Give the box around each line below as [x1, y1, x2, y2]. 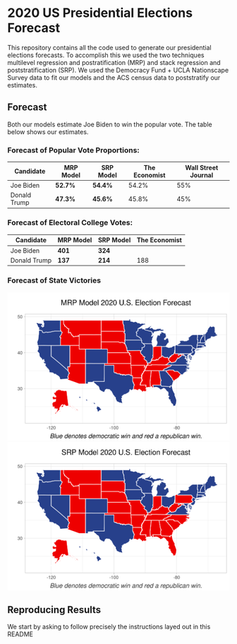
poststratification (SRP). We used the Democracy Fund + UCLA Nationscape [7, 66, 229, 74]
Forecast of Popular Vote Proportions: [7, 145, 140, 155]
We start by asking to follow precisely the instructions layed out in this [7, 623, 211, 631]
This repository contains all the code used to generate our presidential [7, 43, 212, 52]
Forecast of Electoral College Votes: [7, 217, 133, 227]
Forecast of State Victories [7, 275, 101, 285]
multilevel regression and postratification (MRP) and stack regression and [7, 58, 221, 66]
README [7, 630, 34, 638]
